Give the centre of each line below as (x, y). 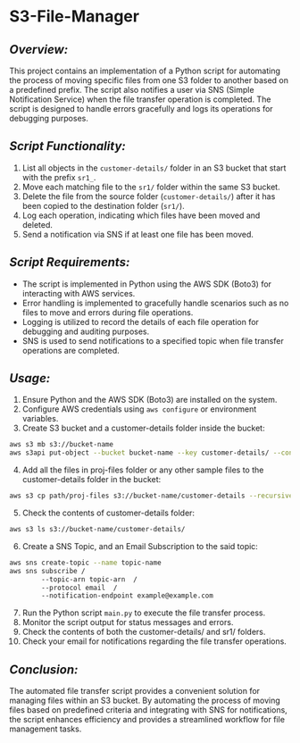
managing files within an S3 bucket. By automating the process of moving (145, 701)
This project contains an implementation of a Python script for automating (145, 71)
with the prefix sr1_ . (59, 177)
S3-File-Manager (75, 17)
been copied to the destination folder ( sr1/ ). (103, 205)
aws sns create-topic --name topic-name (86, 563)
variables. (40, 419)
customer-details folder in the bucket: (92, 480)
